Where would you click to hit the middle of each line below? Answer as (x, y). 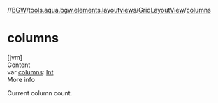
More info (21, 79)
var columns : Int (30, 72)
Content (19, 65)
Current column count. (40, 93)
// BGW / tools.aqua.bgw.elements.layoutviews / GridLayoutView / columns (109, 10)
